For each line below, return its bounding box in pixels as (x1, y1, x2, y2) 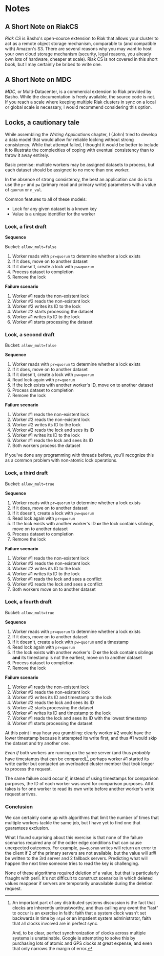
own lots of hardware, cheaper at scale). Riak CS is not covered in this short (5, 56, 158, 62)
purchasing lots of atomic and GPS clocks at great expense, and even (12, 940, 152, 946)
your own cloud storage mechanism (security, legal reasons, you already (5, 51, 151, 57)
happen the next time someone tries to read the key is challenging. (5, 860, 139, 866)
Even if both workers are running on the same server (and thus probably (5, 749, 150, 755)
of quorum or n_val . (5, 187, 42, 192)
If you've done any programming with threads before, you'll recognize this (5, 452, 154, 458)
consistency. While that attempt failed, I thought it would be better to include (5, 141, 159, 147)
